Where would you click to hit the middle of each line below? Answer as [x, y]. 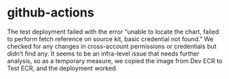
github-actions [51, 13]
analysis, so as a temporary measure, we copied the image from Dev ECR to [115, 60]
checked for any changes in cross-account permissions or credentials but [112, 46]
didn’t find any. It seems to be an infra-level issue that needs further [103, 54]
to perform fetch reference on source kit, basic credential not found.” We [110, 38]
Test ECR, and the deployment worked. [63, 68]
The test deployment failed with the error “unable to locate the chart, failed [113, 32]
